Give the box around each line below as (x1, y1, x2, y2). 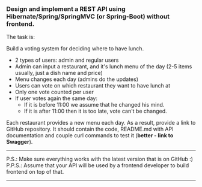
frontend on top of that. (6, 168, 64, 176)
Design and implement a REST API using (6, 5, 126, 13)
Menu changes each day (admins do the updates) (14, 76, 139, 83)
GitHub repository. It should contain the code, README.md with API (6, 125, 174, 133)
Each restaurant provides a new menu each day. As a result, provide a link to (6, 119, 196, 126)
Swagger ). (6, 138, 33, 146)
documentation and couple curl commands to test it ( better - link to (6, 132, 174, 139)
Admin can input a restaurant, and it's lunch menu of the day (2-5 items (14, 63, 192, 70)
